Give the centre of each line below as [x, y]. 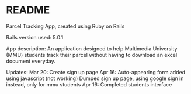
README [28, 10]
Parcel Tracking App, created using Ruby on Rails [65, 26]
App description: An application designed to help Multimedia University [92, 48]
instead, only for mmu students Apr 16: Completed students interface [89, 84]
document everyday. [31, 61]
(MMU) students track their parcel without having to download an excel [92, 55]
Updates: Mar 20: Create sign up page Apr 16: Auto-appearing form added [96, 72]
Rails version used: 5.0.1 [35, 37]
